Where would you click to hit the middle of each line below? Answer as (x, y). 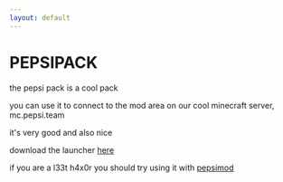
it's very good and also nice (61, 132)
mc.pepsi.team (37, 115)
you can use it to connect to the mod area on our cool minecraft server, (142, 105)
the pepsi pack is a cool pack (64, 88)
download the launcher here (62, 149)
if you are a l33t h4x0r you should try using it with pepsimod (122, 168)
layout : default (40, 18)
